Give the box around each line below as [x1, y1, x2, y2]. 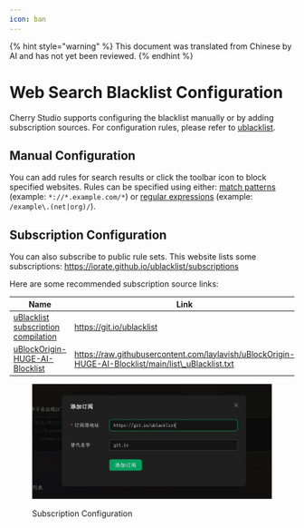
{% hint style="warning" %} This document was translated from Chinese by [9, 41, 292, 52]
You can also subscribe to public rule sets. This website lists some [9, 251, 257, 262]
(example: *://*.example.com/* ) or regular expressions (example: [9, 191, 253, 202]
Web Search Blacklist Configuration [9, 82, 283, 103]
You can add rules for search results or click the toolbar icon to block [9, 172, 267, 183]
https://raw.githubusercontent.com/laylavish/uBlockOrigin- [73, 348, 296, 359]
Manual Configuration [9, 148, 136, 163]
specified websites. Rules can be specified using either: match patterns [9, 181, 276, 192]
